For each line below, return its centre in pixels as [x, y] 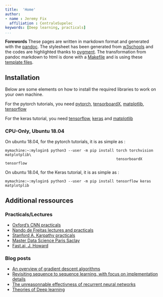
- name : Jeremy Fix [26, 19]
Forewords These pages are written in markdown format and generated [77, 41]
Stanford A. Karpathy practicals [44, 235]
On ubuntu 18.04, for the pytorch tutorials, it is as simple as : [65, 142]
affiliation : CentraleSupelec [41, 23]
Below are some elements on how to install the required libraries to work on [81, 89]
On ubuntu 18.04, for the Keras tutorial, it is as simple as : [62, 172]
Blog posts [18, 258]
